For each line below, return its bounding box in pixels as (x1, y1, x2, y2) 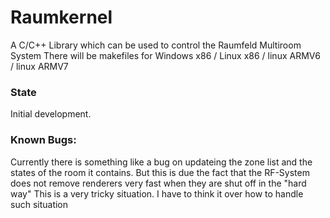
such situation (10, 198, 69, 210)
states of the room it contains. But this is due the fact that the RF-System (10, 166, 310, 178)
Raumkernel (10, 6, 113, 29)
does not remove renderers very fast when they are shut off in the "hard (10, 177, 307, 189)
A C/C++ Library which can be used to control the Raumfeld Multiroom (10, 39, 302, 51)
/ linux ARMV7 (10, 60, 69, 72)
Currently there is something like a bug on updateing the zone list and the (10, 156, 313, 168)
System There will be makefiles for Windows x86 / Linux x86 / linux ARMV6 (10, 49, 322, 61)
